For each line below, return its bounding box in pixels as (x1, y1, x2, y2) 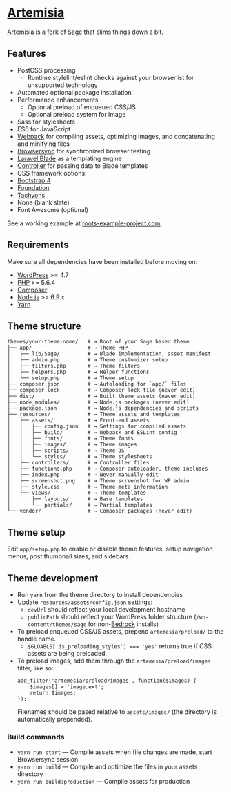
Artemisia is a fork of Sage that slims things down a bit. (7, 28, 164, 36)
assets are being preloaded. (27, 650, 107, 657)
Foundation (17, 183, 50, 191)
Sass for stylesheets (17, 117, 76, 126)
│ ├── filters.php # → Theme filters (7, 363, 140, 370)
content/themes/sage (27, 621, 87, 628)
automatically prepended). (17, 715, 92, 723)
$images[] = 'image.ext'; (30, 683, 105, 690)
